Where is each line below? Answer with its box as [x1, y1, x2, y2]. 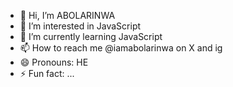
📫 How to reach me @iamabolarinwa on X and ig [19, 42, 223, 54]
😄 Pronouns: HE [19, 56, 89, 68]
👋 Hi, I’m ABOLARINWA [19, 10, 116, 21]
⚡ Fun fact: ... [19, 68, 75, 79]
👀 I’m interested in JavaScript [19, 20, 142, 32]
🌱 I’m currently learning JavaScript [19, 31, 163, 42]
